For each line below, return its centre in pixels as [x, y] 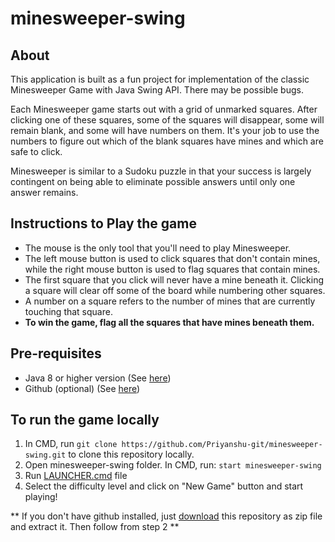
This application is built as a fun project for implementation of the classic [160, 79]
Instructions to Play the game [103, 223]
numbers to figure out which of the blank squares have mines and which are [167, 141]
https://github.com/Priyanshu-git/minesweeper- [222, 445]
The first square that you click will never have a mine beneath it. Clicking [174, 279]
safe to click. [36, 151]
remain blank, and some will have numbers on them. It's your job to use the [165, 130]
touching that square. [68, 311]
